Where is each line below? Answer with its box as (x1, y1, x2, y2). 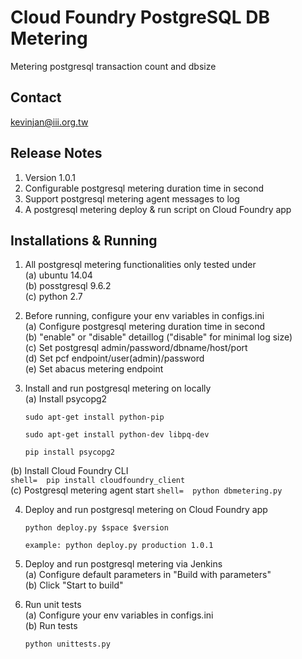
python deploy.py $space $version (24, 523, 169, 533)
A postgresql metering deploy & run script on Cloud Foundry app (24, 203, 292, 215)
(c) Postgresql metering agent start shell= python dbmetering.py (10, 484, 283, 496)
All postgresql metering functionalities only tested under (24, 259, 257, 271)
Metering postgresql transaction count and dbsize (10, 60, 217, 72)
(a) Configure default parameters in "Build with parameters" (24, 569, 272, 581)
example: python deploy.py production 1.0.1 (24, 541, 214, 551)
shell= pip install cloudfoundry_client (10, 476, 186, 486)
